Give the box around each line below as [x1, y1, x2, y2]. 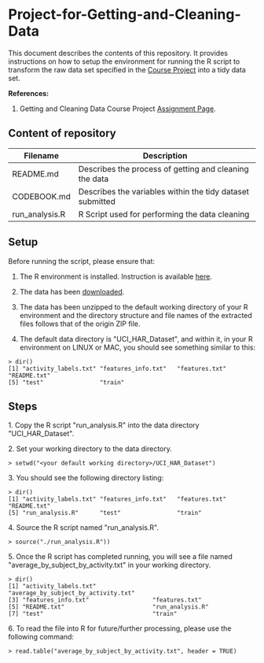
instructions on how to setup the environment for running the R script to [8, 57, 240, 66]
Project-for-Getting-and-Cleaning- [8, 6, 241, 24]
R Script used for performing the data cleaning [78, 209, 250, 220]
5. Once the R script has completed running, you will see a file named [8, 552, 233, 561]
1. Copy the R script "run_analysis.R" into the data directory [8, 420, 200, 430]
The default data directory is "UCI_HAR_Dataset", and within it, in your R [19, 334, 253, 343]
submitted [78, 195, 115, 206]
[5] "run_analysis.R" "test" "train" [8, 509, 202, 517]
